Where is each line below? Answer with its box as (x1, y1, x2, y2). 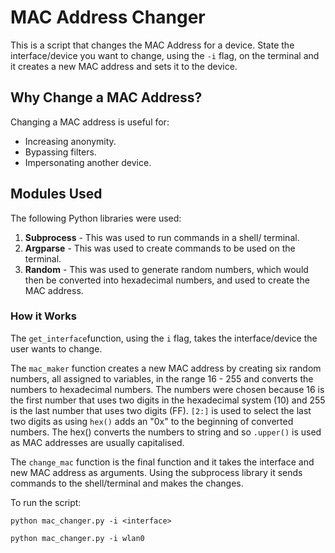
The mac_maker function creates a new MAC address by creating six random (10, 362, 322, 374)
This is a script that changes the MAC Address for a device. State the (10, 39, 295, 51)
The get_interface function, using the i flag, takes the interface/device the (10, 332, 318, 344)
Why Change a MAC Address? (10, 89, 203, 106)
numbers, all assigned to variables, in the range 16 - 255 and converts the (10, 372, 314, 385)
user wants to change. (10, 342, 103, 355)
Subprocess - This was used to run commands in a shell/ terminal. (24, 231, 300, 243)
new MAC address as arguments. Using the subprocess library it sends (10, 466, 303, 478)
